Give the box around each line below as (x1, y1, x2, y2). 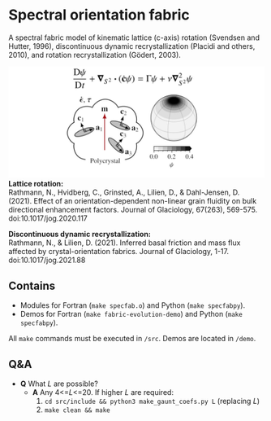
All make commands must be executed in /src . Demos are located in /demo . (8, 334, 256, 344)
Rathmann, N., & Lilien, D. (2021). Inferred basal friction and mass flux (8, 238, 241, 248)
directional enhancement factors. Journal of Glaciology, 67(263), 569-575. (8, 205, 258, 215)
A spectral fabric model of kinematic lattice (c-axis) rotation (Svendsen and (8, 33, 260, 42)
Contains (8, 278, 55, 292)
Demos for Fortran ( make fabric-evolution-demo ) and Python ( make (19, 309, 243, 319)
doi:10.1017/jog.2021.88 (8, 255, 86, 265)
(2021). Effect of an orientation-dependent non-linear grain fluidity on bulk (8, 196, 257, 206)
